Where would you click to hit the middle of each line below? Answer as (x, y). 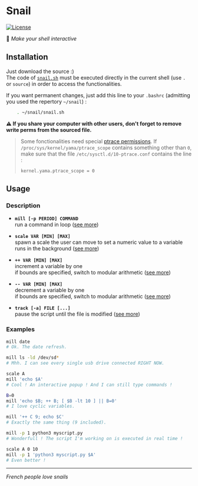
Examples (21, 329)
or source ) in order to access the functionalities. (64, 84)
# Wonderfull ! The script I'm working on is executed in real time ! (95, 438)
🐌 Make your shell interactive (42, 38)
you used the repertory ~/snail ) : (47, 101)
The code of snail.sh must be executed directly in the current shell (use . (96, 77)
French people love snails (37, 477)
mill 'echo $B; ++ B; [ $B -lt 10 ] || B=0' (62, 401)
